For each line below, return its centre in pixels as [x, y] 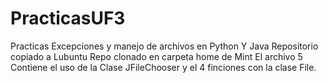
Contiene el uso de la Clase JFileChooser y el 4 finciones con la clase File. [163, 67]
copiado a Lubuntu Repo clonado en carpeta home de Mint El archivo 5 [156, 56]
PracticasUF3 [68, 18]
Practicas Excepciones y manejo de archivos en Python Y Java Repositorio [164, 46]
